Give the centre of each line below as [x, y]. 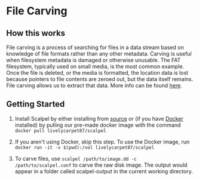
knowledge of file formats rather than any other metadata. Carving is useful [99, 54]
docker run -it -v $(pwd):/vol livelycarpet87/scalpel [85, 148]
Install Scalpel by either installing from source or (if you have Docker [99, 118]
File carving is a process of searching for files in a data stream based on [95, 47]
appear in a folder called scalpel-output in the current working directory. [104, 171]
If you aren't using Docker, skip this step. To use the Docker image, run [102, 142]
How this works [36, 33]
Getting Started [36, 104]
